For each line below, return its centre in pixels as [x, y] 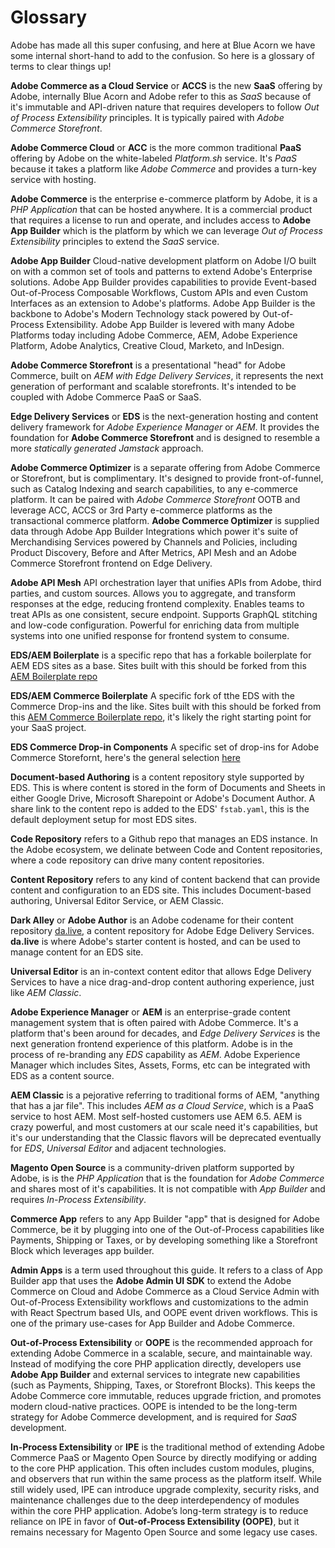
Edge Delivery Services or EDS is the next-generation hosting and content [164, 416]
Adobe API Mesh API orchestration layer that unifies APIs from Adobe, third [166, 582]
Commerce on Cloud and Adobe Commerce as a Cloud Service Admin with [165, 1291]
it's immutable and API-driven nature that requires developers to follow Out [165, 107]
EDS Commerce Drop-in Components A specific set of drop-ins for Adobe [165, 747]
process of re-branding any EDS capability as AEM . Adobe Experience [155, 1054]
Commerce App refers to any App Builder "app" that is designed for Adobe [165, 1218]
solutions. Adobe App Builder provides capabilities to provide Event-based [163, 282]
